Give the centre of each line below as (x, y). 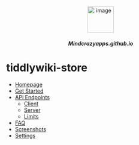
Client (31, 103)
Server (32, 110)
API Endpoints (32, 97)
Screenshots (31, 129)
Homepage (29, 84)
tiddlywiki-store (47, 68)
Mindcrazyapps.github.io (101, 43)
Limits (31, 116)
